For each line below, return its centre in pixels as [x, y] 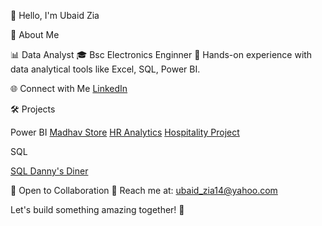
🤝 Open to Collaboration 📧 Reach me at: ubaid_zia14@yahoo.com [144, 190]
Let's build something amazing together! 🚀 [97, 209]
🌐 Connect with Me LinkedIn [69, 88]
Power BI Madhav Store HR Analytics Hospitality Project [125, 132]
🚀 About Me [35, 34]
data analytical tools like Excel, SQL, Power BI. [105, 69]
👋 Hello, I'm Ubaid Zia [55, 15]
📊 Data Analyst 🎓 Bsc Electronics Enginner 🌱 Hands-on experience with [161, 54]
